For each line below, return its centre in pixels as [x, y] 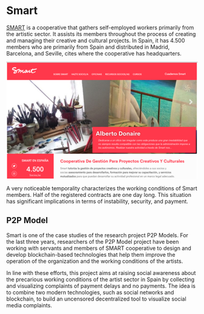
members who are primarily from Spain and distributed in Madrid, [88, 47]
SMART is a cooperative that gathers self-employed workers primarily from [100, 27]
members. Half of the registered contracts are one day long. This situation [99, 195]
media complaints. [29, 305]
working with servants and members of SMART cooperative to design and [99, 248]
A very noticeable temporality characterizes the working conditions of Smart [102, 188]
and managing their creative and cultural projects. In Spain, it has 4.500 [96, 40]
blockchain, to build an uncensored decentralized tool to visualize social [96, 299]
